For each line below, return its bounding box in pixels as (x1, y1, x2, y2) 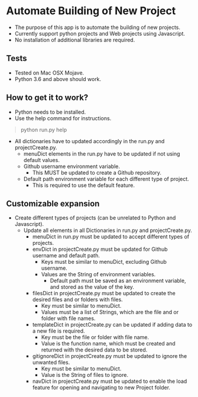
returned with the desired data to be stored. (41, 346, 148, 353)
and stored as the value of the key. (50, 283, 135, 291)
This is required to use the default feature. (32, 182, 135, 189)
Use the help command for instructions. (14, 114, 112, 122)
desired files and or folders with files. (32, 296, 123, 303)
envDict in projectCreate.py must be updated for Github (32, 246, 168, 253)
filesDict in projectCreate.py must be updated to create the (32, 290, 176, 297)
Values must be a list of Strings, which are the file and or (41, 309, 179, 316)
